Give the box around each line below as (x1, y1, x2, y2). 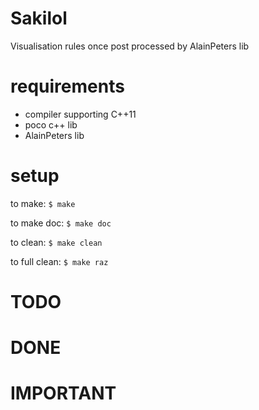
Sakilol (10, 7, 68, 30)
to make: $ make (10, 197, 76, 209)
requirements (10, 75, 125, 98)
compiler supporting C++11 (24, 108, 137, 120)
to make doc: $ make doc (10, 217, 112, 229)
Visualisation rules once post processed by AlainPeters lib (10, 40, 250, 52)
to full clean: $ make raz (10, 255, 109, 267)
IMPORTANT (10, 382, 117, 405)
